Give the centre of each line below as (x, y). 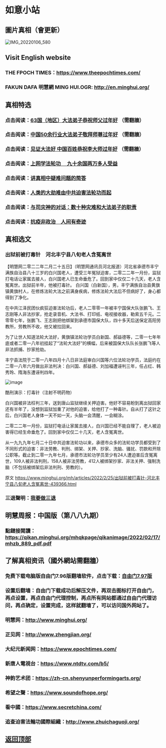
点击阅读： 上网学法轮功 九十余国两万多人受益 (61, 164)
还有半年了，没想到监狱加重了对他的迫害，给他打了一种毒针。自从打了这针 (81, 409)
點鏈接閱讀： (21, 531)
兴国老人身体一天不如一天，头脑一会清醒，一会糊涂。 (72, 415)
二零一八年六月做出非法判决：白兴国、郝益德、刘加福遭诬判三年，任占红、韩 (83, 366)
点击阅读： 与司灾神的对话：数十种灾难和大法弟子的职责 (71, 207)
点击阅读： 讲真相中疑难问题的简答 (46, 178)
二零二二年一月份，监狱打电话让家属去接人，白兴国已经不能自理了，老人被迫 (83, 426)
